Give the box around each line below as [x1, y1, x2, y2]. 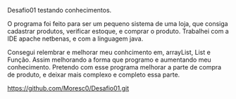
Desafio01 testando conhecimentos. [7, 6, 112, 14]
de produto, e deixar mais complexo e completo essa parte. [7, 70, 180, 79]
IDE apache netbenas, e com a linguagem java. [7, 34, 144, 43]
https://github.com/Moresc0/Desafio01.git [7, 84, 130, 92]
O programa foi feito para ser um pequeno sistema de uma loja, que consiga [7, 20, 228, 27]
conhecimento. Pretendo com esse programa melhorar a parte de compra [7, 63, 222, 71]
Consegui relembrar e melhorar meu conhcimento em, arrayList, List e [7, 48, 211, 56]
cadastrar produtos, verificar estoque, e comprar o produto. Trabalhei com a [7, 27, 229, 35]
